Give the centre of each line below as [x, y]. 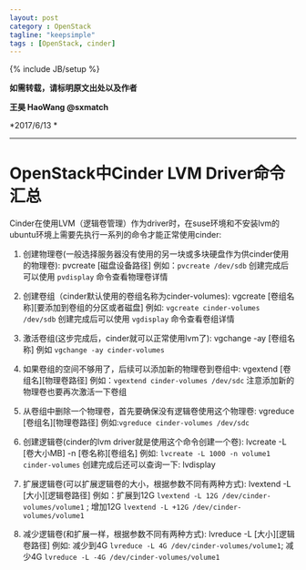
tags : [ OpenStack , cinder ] [63, 43]
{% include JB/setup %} [55, 69]
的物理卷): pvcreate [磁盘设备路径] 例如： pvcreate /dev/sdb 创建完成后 [156, 266]
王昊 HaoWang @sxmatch [59, 107]
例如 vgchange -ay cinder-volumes [101, 350]
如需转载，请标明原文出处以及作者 [73, 88]
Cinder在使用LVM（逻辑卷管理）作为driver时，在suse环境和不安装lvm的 [145, 223]
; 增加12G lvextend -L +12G [138, 507]
